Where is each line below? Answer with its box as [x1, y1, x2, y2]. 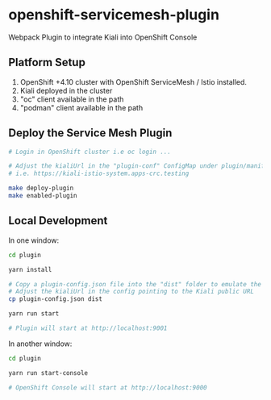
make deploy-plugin [8, 184, 74, 193]
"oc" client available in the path [19, 94, 124, 104]
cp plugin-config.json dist [8, 295, 103, 303]
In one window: [8, 235, 60, 245]
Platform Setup [8, 56, 86, 69]
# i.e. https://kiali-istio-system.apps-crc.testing [8, 169, 190, 178]
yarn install [8, 265, 52, 273]
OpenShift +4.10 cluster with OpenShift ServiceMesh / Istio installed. [19, 77, 248, 86]
